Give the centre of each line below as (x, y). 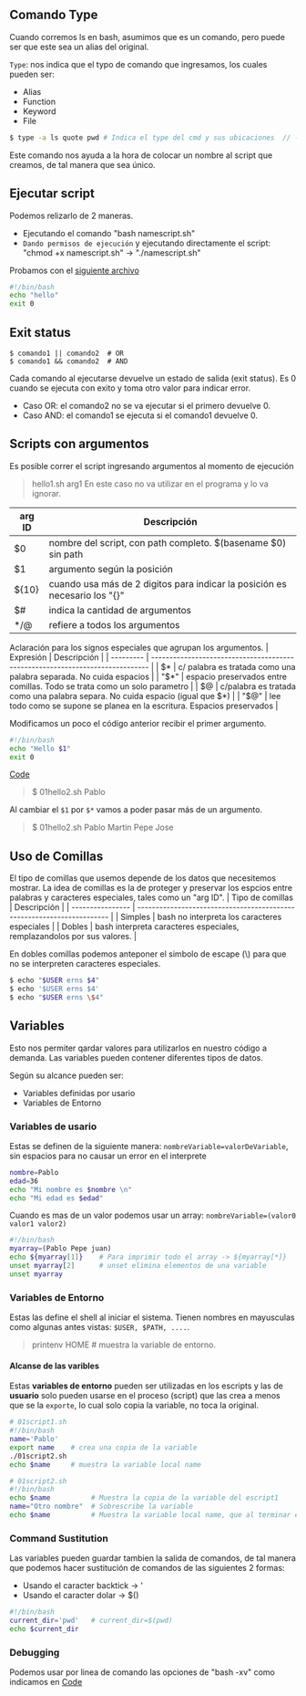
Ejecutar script (52, 194)
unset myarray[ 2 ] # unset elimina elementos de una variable (138, 1266)
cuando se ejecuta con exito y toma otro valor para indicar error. (130, 388)
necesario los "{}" (87, 595)
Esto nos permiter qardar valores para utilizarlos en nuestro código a (138, 1048)
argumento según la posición (111, 569)
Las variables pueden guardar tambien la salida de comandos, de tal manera (153, 1558)
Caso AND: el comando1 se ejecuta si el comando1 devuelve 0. (140, 415)
